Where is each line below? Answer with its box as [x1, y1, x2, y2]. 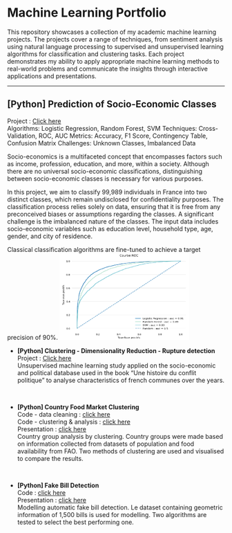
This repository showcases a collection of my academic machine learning [7, 28, 216, 36]
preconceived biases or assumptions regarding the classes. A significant [7, 210, 214, 218]
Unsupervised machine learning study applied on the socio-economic [17, 361, 216, 370]
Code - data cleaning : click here [17, 410, 110, 418]
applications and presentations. [7, 71, 97, 80]
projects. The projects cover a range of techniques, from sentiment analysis [7, 35, 223, 43]
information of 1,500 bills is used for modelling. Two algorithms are [17, 510, 207, 518]
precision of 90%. [7, 333, 59, 341]
